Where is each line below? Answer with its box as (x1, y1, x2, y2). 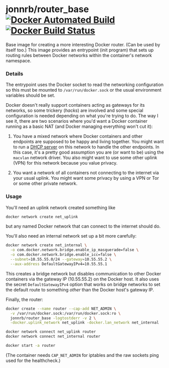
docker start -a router (6, 343, 56, 348)
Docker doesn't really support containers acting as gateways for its (6, 102, 145, 108)
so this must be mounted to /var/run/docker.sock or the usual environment (6, 87, 161, 93)
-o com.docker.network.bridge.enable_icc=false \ (10, 252, 116, 257)
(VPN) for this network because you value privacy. (13, 160, 118, 166)
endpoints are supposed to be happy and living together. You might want (13, 138, 164, 144)
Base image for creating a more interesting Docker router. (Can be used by (6, 41, 160, 47)
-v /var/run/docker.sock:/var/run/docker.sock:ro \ (10, 311, 121, 316)
